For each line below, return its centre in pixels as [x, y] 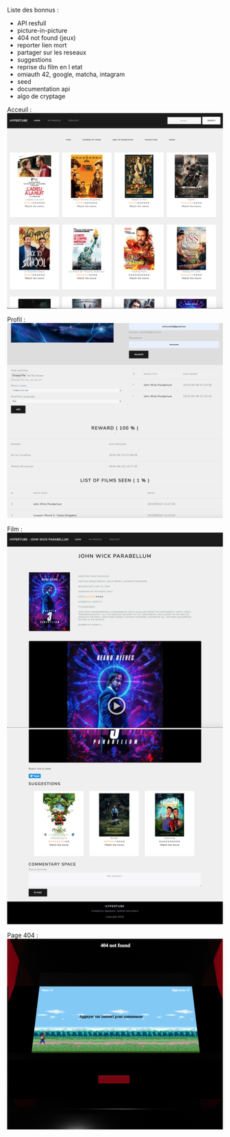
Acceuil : [20, 110]
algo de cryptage [41, 96]
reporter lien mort [42, 45]
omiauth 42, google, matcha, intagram [71, 74]
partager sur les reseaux [52, 52]
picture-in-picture [42, 31]
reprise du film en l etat [50, 67]
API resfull [31, 23]
